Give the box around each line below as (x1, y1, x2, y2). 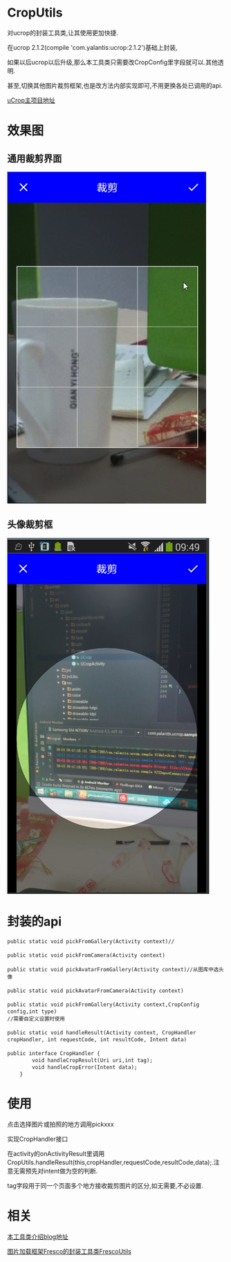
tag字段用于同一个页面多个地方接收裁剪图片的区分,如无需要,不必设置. (7, 1181, 204, 1189)
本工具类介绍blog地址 (7, 1232, 68, 1241)
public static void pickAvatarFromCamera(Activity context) (7, 987, 185, 994)
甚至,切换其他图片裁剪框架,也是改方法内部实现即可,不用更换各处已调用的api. (7, 81, 223, 89)
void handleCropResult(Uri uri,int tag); (32, 1057, 154, 1063)
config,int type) (7, 1008, 57, 1015)
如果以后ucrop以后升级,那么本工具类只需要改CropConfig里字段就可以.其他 (7, 57, 218, 66)
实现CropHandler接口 (7, 1135, 68, 1143)
